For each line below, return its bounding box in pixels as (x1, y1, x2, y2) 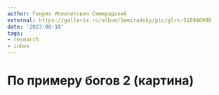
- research (7, 36, 39, 43)
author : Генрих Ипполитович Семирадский (7, 10, 128, 17)
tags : (7, 29, 23, 37)
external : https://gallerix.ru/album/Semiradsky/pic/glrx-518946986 (7, 17, 212, 24)
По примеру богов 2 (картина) (7, 73, 194, 89)
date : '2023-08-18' (7, 23, 65, 30)
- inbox (7, 43, 30, 50)
